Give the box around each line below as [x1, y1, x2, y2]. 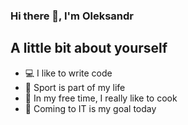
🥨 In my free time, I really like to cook [24, 92, 178, 104]
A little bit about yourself [10, 40, 168, 57]
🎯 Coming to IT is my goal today [24, 102, 157, 114]
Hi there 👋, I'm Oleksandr [10, 9, 134, 23]
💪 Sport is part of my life [24, 81, 126, 93]
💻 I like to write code [24, 67, 113, 79]
